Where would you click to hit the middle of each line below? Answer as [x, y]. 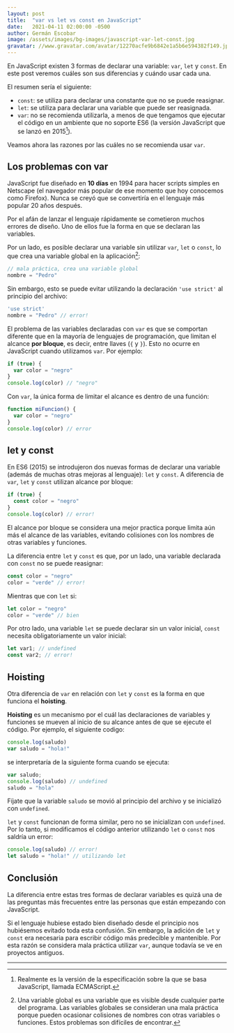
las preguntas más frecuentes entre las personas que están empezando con [117, 902]
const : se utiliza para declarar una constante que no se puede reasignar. [121, 100]
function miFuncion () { [42, 409]
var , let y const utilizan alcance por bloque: [70, 482]
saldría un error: [30, 837]
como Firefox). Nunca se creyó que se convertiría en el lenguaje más [106, 198]
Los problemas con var [58, 167]
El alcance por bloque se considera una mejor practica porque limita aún [111, 527]
